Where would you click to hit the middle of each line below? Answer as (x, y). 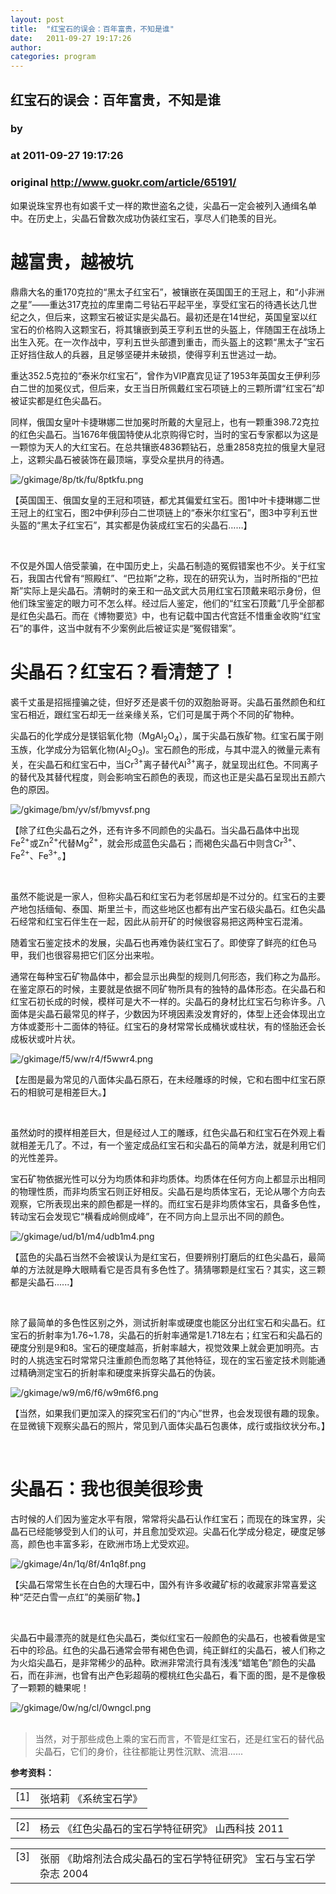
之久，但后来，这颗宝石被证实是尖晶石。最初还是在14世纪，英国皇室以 (163, 317)
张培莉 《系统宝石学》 (91, 1799)
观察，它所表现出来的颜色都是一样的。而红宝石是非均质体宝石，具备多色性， (168, 1204)
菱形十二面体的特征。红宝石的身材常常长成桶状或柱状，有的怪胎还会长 (181, 1027)
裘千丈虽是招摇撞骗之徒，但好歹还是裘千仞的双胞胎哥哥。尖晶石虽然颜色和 (163, 702)
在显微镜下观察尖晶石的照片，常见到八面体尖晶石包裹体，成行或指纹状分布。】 (170, 1426)
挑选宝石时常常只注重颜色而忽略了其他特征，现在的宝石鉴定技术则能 (176, 1360)
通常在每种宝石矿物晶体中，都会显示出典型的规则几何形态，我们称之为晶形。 (168, 977)
